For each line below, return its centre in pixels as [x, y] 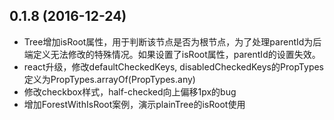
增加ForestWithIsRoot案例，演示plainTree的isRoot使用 [134, 104]
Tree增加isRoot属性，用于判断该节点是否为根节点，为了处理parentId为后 [172, 41]
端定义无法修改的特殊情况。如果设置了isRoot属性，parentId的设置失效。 [172, 54]
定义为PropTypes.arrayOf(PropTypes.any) [109, 79]
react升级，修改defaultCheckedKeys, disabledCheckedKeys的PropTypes [174, 66]
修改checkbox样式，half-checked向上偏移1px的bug [130, 91]
